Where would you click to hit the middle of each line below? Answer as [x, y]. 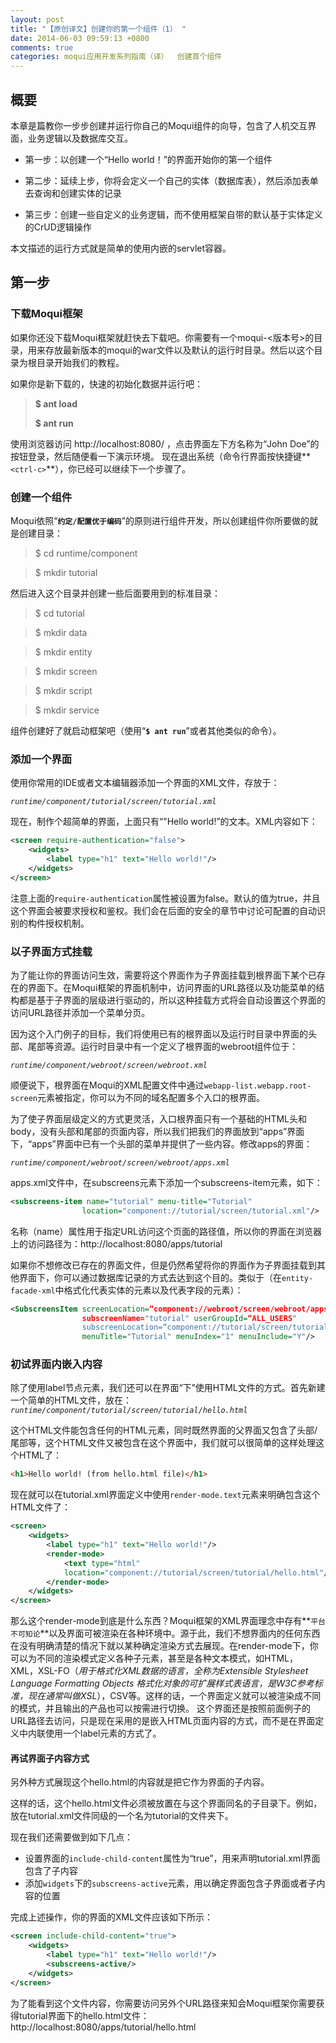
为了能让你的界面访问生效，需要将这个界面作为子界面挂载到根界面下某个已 [163, 975]
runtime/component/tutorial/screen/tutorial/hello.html [129, 1411]
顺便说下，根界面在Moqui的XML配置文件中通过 [107, 1085]
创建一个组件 [41, 497]
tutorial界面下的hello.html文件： [84, 2015]
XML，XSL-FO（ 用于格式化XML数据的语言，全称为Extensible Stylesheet [159, 1671]
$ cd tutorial [59, 613]
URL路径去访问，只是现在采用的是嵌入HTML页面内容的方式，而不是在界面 [163, 1721]
